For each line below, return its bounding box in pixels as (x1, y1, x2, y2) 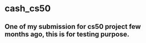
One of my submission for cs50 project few (4, 22, 141, 31)
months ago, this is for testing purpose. (4, 30, 130, 38)
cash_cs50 (4, 3, 51, 14)
